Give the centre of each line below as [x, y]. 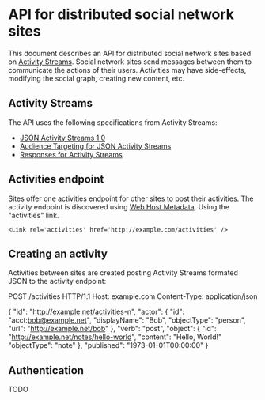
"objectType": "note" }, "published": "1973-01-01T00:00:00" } [108, 345]
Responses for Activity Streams [71, 154]
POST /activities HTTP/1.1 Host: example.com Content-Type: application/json [133, 296]
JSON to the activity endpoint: [57, 281]
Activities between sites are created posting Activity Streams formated [123, 273]
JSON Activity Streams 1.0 [62, 138]
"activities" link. [34, 215]
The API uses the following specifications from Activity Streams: [113, 122]
